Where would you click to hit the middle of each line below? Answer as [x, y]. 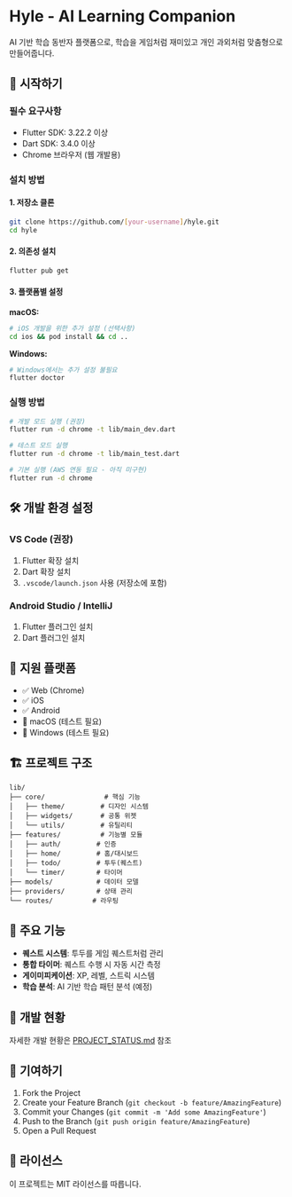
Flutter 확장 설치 [50, 560]
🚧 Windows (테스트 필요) [65, 732]
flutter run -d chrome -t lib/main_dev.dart [92, 429]
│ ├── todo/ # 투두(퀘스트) [76, 863]
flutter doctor [37, 378]
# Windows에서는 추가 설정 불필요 [63, 370]
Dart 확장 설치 [46, 571]
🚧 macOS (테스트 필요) [62, 721]
